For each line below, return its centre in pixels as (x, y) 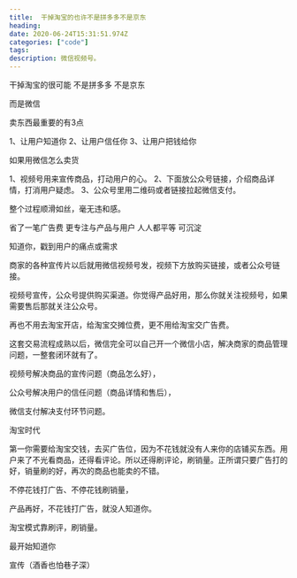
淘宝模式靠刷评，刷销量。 (56, 527)
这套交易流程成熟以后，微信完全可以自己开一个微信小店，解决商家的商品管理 (148, 343)
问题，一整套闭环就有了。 (56, 355)
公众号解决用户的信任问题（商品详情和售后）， (92, 392)
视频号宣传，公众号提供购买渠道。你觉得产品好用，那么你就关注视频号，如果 (148, 295)
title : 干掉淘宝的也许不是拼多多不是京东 (78, 17)
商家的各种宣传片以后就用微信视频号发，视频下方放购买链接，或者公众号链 (145, 265)
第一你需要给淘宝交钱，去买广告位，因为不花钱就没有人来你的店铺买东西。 (145, 449)
